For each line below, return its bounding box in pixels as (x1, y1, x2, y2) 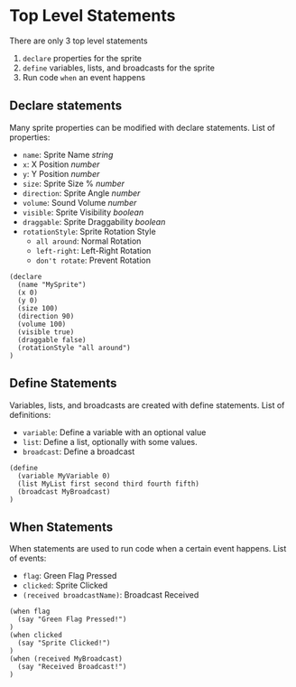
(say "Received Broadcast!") (17, 663, 127, 672)
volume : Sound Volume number (22, 197, 137, 208)
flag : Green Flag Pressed (22, 571, 117, 581)
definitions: (9, 409, 51, 420)
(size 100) (17, 303, 59, 312)
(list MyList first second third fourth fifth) (17, 479, 200, 488)
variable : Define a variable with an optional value (22, 426, 207, 438)
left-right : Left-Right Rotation (35, 245, 152, 255)
